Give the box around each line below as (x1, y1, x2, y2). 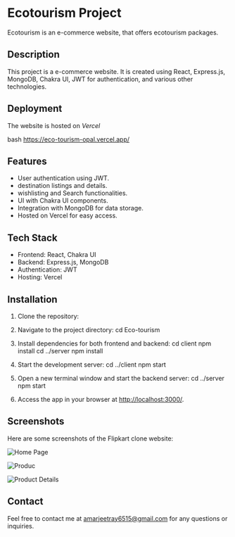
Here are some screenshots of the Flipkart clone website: (7, 434, 174, 443)
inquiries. (7, 522, 34, 530)
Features (7, 155, 47, 167)
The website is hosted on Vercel (7, 121, 101, 129)
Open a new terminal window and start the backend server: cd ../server (17, 374, 225, 382)
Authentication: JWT (17, 265, 77, 274)
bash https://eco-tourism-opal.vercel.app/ (7, 135, 130, 144)
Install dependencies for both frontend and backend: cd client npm (17, 339, 212, 348)
